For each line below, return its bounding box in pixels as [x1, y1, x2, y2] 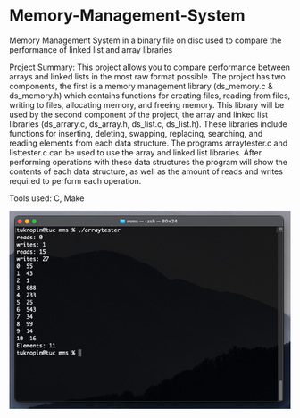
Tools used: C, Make [9, 193, 85, 204]
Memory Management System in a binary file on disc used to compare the [9, 35, 282, 46]
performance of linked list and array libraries [9, 44, 173, 54]
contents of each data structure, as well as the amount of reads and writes [9, 166, 284, 177]
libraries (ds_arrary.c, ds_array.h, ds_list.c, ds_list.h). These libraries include [9, 118, 287, 130]
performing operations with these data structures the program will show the [9, 156, 288, 167]
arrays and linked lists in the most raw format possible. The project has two [9, 71, 286, 81]
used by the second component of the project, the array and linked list [9, 109, 269, 120]
